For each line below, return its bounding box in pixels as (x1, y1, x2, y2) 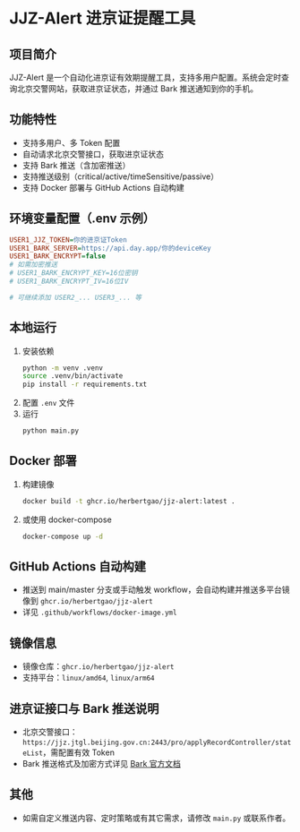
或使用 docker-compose (21, 514, 112, 525)
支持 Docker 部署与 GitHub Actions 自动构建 (21, 182, 185, 193)
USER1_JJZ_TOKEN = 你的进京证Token (9, 235, 127, 244)
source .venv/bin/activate (21, 372, 124, 381)
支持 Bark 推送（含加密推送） (21, 159, 131, 170)
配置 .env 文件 (21, 398, 75, 408)
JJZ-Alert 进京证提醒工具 (9, 8, 196, 29)
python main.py (21, 426, 80, 435)
